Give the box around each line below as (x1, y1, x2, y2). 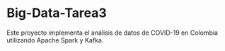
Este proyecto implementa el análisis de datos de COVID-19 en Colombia (6, 28, 219, 37)
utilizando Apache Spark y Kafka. (6, 35, 104, 44)
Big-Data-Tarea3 (6, 5, 107, 21)
